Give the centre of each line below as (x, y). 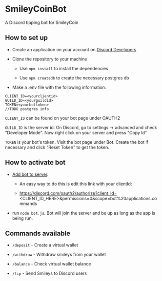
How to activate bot (35, 162)
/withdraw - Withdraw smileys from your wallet (59, 255)
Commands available (38, 233)
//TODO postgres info (27, 109)
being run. (22, 218)
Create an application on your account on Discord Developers (74, 49)
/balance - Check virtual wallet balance (51, 264)
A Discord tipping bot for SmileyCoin (42, 22)
